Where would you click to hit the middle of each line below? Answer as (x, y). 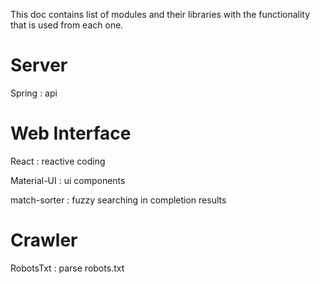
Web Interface (71, 133)
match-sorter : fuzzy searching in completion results (118, 200)
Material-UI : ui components (68, 180)
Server (39, 65)
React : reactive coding (58, 161)
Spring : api (34, 93)
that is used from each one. (67, 25)
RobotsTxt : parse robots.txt (67, 268)
